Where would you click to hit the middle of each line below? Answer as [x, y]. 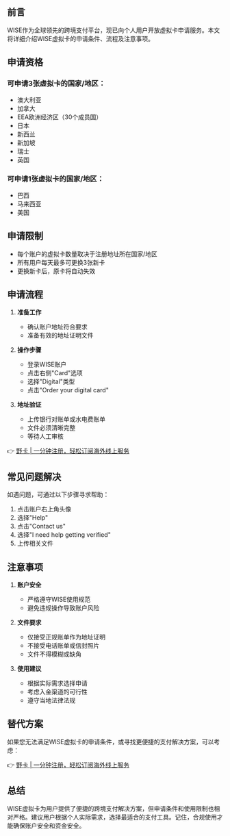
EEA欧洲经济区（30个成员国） [60, 117]
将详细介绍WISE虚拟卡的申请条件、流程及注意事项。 [80, 38]
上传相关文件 [35, 544]
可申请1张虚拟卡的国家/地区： [56, 179]
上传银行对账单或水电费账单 [66, 419]
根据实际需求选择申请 [57, 683]
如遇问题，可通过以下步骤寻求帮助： [58, 494]
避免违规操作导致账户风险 [63, 608]
